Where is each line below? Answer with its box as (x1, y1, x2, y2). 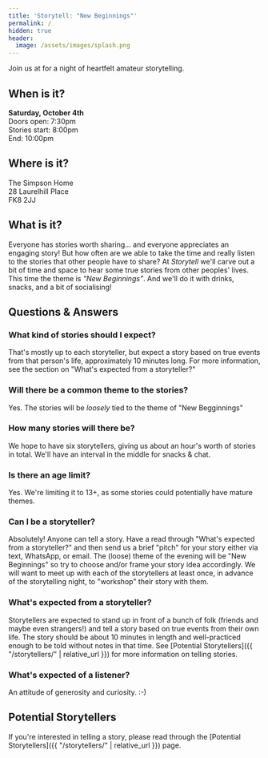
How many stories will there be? (8, 422, 135, 433)
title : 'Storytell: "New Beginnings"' (8, 11, 138, 20)
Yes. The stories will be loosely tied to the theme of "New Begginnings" (8, 402, 244, 413)
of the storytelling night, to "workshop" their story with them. (8, 577, 209, 587)
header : (8, 34, 34, 42)
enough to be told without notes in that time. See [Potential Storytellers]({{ (8, 640, 254, 650)
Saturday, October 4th (8, 107, 84, 117)
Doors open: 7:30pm (8, 116, 76, 126)
